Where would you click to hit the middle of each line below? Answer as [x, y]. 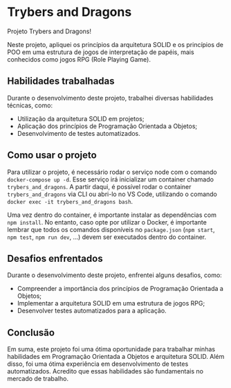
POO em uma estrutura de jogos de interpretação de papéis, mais [101, 52]
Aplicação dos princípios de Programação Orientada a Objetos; [107, 126]
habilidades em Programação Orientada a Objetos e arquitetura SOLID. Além [116, 357]
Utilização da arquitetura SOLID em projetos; [81, 118]
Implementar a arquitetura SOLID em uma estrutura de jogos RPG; [111, 303]
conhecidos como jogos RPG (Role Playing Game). [79, 59]
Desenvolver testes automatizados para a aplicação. [92, 311]
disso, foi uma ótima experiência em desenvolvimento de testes [98, 364]
